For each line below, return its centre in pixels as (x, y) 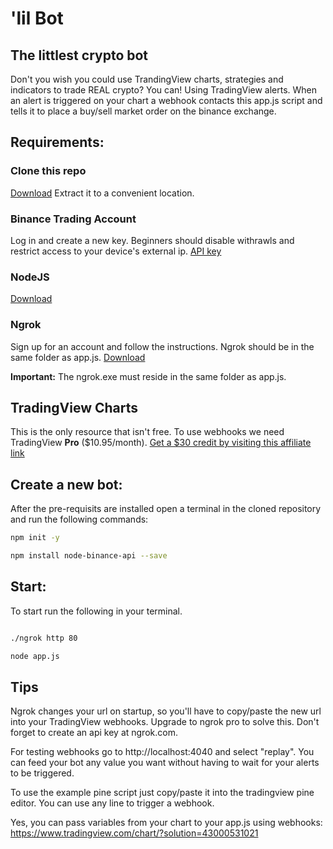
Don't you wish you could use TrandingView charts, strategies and (147, 79)
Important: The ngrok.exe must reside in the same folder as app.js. (148, 376)
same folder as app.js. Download (78, 357)
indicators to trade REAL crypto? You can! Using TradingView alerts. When (164, 90)
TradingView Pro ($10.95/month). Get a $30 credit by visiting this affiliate (161, 443)
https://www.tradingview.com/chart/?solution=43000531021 (134, 833)
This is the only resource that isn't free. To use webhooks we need (147, 432)
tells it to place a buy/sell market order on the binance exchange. (143, 111)
